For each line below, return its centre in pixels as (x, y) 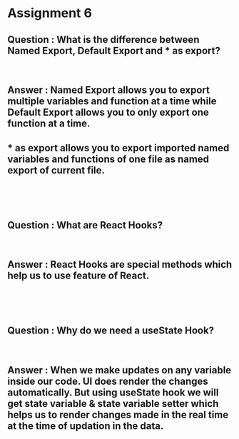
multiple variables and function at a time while (112, 101)
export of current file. (56, 170)
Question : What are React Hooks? (85, 225)
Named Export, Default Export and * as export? (114, 50)
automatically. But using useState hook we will (113, 393)
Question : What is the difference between (103, 40)
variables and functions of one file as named (108, 159)
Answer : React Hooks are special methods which (120, 264)
